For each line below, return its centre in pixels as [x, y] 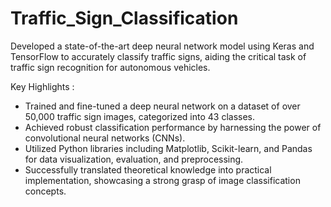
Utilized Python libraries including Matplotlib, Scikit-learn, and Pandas [168, 148]
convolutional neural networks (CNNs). [105, 138]
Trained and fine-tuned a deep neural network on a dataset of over [162, 106]
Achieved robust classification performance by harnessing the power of [173, 127]
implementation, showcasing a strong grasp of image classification [162, 180]
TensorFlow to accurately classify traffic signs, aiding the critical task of [158, 56]
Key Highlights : [42, 86]
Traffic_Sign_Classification [124, 18]
